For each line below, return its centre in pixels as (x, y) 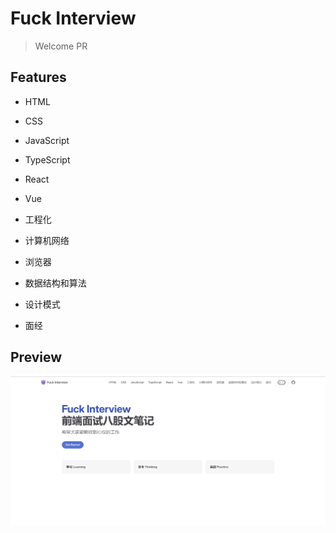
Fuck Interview (73, 18)
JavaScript (47, 140)
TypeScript (47, 159)
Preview (36, 357)
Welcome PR (61, 46)
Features (38, 77)
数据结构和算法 (55, 283)
